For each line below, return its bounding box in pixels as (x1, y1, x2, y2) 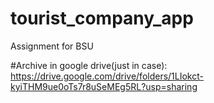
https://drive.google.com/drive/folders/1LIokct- (10, 70, 204, 82)
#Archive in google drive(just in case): (10, 59, 168, 71)
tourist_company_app (10, 7, 194, 30)
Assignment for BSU (10, 40, 94, 52)
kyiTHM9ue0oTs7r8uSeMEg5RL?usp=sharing (10, 80, 198, 92)
